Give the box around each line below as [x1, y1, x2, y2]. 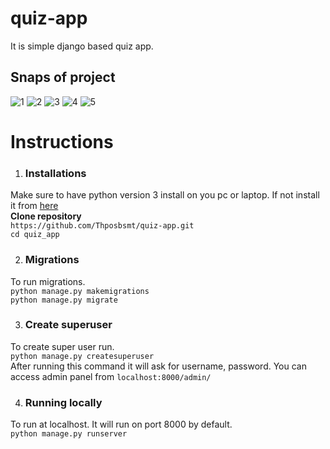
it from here [10, 200, 59, 212]
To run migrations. [10, 275, 86, 287]
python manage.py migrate [10, 295, 118, 305]
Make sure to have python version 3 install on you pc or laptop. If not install [10, 189, 320, 201]
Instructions [10, 130, 114, 153]
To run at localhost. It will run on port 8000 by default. [10, 418, 233, 431]
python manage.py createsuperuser [10, 351, 155, 361]
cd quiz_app [10, 230, 60, 240]
